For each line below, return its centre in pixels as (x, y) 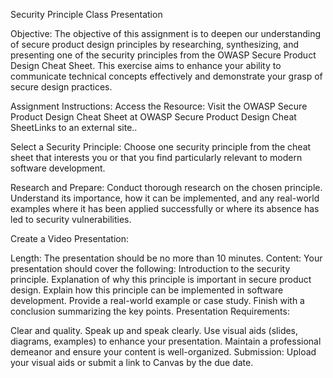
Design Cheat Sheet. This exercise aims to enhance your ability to (146, 65)
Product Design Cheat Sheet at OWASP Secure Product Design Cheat (153, 117)
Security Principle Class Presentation (86, 14)
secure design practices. (61, 87)
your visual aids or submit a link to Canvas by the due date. (132, 362)
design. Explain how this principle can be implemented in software (147, 290)
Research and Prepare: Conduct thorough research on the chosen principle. (166, 187)
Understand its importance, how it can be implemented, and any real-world (165, 198)
